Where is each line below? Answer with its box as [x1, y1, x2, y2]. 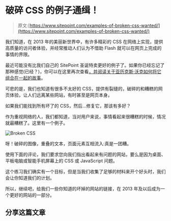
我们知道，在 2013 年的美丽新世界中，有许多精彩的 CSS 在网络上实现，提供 [5, 39, 163, 45]
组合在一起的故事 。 [5, 75, 46, 81]
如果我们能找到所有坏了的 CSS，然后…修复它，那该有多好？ [5, 103, 131, 109]
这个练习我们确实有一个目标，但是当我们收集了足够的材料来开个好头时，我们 [5, 168, 166, 174]
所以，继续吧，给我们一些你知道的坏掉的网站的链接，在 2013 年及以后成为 [5, 185, 161, 192]
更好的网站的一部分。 [9, 192, 54, 198]
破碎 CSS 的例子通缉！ [5, 5, 99, 16]
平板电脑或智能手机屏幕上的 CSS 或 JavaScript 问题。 [5, 157, 118, 164]
